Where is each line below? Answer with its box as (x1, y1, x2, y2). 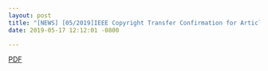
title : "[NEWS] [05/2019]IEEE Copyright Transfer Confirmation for (8, 19, 238, 27)
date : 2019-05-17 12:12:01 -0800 (8, 26, 120, 34)
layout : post (8, 11, 52, 20)
